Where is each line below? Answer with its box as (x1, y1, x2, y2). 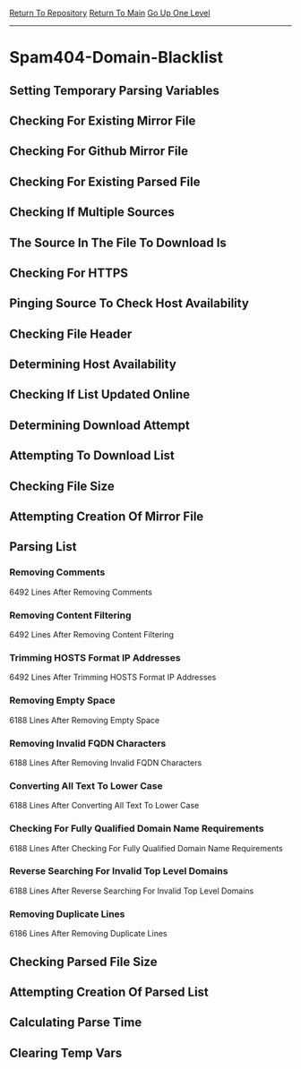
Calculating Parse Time (9, 1015, 142, 1031)
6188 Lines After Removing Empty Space (9, 714, 159, 725)
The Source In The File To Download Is (9, 235, 227, 250)
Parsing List (9, 539, 77, 554)
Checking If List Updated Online (9, 387, 191, 402)
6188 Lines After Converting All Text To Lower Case (9, 800, 200, 811)
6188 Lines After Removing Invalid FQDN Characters (9, 757, 202, 768)
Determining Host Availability (9, 357, 176, 372)
